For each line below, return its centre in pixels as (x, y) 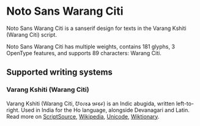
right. (13, 110)
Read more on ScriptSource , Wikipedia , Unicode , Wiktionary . (83, 116)
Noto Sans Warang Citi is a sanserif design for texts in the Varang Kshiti (96, 28)
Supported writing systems (60, 72)
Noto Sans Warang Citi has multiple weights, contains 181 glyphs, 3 (91, 46)
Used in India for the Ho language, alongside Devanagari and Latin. (105, 110)
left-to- (185, 103)
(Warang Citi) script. (31, 34)
